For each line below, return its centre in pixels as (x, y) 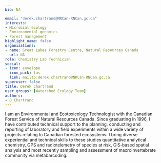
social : (13, 64)
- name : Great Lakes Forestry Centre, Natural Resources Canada (72, 50)
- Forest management (26, 37)
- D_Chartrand (20, 100)
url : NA (17, 55)
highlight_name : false (28, 41)
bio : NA (13, 10)
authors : (14, 96)
